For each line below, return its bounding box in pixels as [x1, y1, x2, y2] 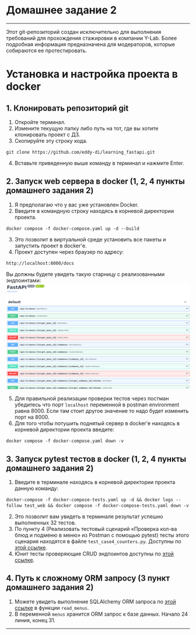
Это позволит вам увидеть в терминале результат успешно [14, 513, 163, 520]
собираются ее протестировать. [6, 47, 87, 54]
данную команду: [14, 485, 58, 492]
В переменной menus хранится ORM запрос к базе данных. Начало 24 [14, 610, 188, 617]
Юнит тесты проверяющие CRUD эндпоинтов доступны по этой [14, 550, 174, 557]
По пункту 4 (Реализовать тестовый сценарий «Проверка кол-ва [14, 525, 177, 532]
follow [6, 502, 22, 509]
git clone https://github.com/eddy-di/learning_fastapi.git [6, 149, 156, 155]
